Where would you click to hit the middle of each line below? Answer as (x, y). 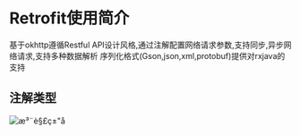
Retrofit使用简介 (69, 18)
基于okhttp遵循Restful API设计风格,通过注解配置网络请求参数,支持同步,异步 (146, 45)
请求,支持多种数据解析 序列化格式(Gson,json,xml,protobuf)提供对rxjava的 (151, 55)
